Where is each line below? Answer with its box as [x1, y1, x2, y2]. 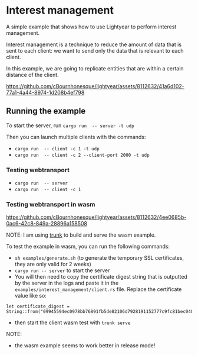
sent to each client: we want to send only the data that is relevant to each [6, 47, 184, 54]
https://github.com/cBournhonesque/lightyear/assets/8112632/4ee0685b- [6, 214, 187, 221]
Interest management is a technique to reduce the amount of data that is [6, 41, 181, 48]
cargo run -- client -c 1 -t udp [14, 146, 100, 151]
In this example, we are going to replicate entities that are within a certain [6, 64, 184, 72]
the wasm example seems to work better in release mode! [14, 342, 156, 349]
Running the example [6, 106, 86, 116]
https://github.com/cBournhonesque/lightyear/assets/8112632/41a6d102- [6, 82, 184, 89]
